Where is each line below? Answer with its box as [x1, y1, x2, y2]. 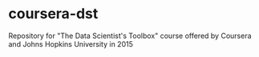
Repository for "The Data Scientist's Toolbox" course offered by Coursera [8, 31, 252, 40]
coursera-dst [8, 5, 99, 23]
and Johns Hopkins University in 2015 [8, 39, 134, 48]
